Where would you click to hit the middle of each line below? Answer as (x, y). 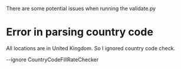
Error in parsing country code (80, 32)
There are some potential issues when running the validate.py (81, 8)
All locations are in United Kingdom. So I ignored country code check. (91, 48)
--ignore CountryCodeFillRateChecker (52, 59)
